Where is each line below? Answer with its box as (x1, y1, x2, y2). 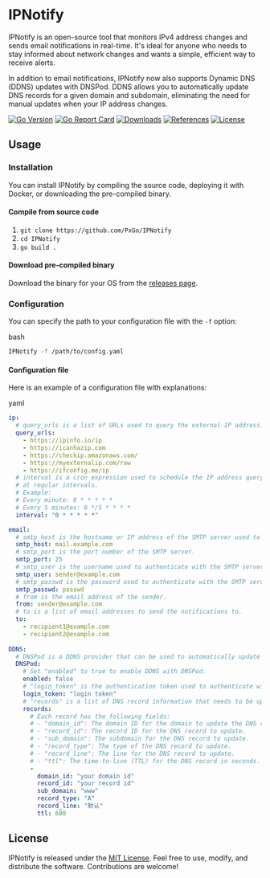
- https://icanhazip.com (22, 443, 106, 451)
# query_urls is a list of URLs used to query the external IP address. (15, 422, 264, 430)
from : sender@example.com (15, 600, 103, 608)
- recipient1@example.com (22, 623, 110, 631)
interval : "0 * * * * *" (15, 511, 99, 519)
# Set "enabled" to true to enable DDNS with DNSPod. (22, 668, 207, 676)
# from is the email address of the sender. (15, 593, 167, 601)
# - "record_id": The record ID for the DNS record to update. (29, 727, 247, 736)
